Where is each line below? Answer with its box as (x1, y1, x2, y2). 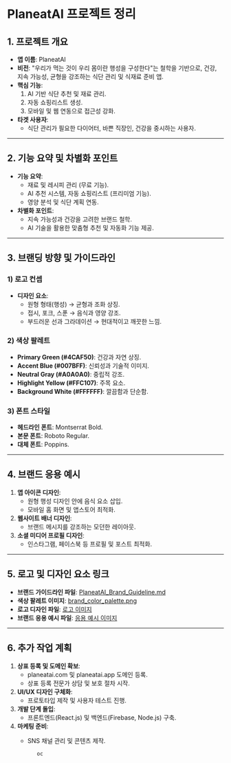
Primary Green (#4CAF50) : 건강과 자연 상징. (16, 353, 142, 361)
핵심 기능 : (16, 81, 43, 89)
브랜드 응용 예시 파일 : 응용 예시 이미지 (16, 613, 118, 622)
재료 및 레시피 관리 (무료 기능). (27, 180, 109, 189)
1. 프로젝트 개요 (7, 36, 69, 47)
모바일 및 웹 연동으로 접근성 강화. (27, 107, 115, 115)
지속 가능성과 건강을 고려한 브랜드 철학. (27, 214, 133, 223)
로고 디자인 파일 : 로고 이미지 (16, 605, 92, 613)
